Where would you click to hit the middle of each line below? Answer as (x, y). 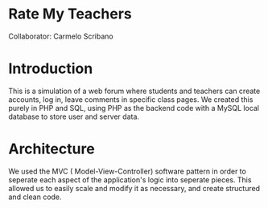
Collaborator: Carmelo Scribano (61, 36)
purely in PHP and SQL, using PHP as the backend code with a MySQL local (134, 108)
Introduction (51, 69)
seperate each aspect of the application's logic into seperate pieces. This (130, 179)
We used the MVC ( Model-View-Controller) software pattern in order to (128, 171)
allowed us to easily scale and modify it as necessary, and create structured (134, 188)
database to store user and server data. (74, 116)
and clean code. (35, 197)
